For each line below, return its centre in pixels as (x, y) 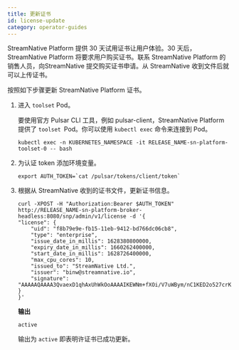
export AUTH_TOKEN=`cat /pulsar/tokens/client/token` (99, 176)
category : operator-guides (47, 27)
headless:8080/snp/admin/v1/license (72, 217)
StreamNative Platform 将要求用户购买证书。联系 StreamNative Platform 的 (117, 57)
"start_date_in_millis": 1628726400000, (91, 254)
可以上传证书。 (29, 75)
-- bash (61, 149)
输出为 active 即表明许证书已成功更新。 (76, 339)
